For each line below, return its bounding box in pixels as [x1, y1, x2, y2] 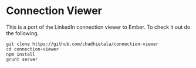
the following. [6, 29, 39, 36]
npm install [6, 51, 35, 57]
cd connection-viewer [6, 46, 59, 52]
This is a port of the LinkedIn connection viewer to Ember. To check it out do [6, 23, 191, 30]
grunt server [6, 56, 38, 62]
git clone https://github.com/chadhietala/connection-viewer [6, 41, 159, 47]
